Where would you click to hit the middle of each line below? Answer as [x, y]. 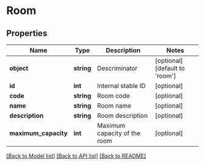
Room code [113, 96]
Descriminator [117, 68]
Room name [114, 106]
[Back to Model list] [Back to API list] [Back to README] [76, 156]
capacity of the [119, 133]
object [19, 68]
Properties [27, 33]
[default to [170, 68]
